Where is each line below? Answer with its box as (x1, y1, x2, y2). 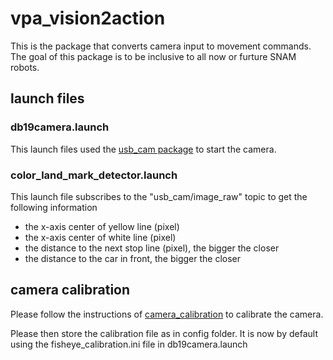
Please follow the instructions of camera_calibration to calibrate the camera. (10, 308, 324, 320)
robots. (10, 61, 40, 73)
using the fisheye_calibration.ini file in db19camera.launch (10, 338, 248, 350)
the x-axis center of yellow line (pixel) (24, 220, 180, 232)
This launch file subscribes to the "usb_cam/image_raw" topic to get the (10, 190, 308, 202)
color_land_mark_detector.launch (10, 168, 178, 182)
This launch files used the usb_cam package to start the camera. (10, 143, 277, 155)
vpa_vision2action (10, 7, 166, 30)
